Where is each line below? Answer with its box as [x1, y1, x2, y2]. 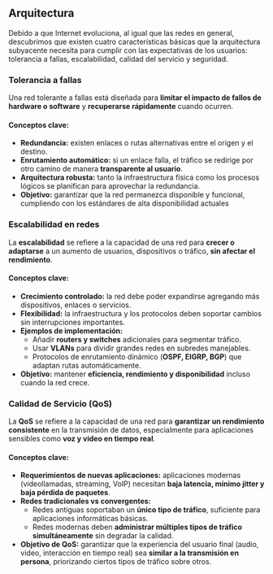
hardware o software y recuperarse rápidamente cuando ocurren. [8, 102, 234, 111]
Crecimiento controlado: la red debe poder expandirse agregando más [19, 291, 260, 301]
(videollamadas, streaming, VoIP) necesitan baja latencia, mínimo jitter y [19, 479, 265, 489]
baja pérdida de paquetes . [19, 488, 111, 498]
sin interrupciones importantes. [19, 317, 126, 327]
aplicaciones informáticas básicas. [32, 514, 149, 524]
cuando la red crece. [19, 377, 90, 387]
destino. [19, 146, 48, 157]
